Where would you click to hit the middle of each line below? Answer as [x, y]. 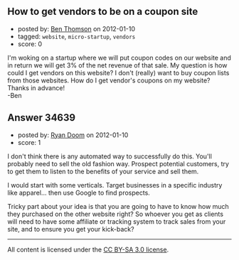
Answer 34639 [42, 118]
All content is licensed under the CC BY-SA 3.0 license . [88, 249]
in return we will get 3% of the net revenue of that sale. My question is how [117, 65]
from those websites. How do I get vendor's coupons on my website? [109, 80]
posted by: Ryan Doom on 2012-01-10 [73, 135]
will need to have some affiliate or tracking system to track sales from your [117, 221]
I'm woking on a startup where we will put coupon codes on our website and [119, 58]
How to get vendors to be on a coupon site [103, 12]
